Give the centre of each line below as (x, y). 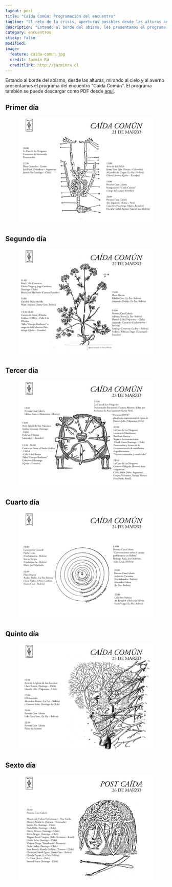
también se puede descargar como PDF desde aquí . (60, 91)
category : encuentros (28, 33)
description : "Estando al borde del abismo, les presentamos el (75, 27)
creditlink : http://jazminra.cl (45, 65)
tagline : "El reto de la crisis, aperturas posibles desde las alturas (83, 22)
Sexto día (20, 765)
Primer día (22, 107)
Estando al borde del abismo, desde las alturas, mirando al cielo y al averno (85, 80)
